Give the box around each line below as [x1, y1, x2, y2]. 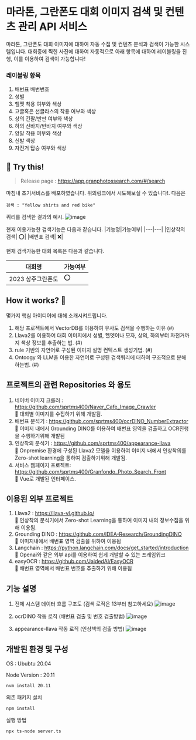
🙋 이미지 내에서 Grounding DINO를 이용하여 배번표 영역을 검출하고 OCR [14, 425, 180, 432]
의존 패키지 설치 [6, 694, 43, 701]
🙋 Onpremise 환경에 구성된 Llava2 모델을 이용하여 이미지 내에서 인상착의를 [14, 447, 187, 454]
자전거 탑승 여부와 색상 [14, 144, 67, 151]
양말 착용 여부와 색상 [14, 130, 62, 137]
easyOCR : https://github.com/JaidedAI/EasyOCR [14, 558, 133, 565]
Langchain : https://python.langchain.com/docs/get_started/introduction [14, 544, 189, 552]
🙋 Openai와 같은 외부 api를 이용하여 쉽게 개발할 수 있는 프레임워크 [14, 551, 166, 558]
